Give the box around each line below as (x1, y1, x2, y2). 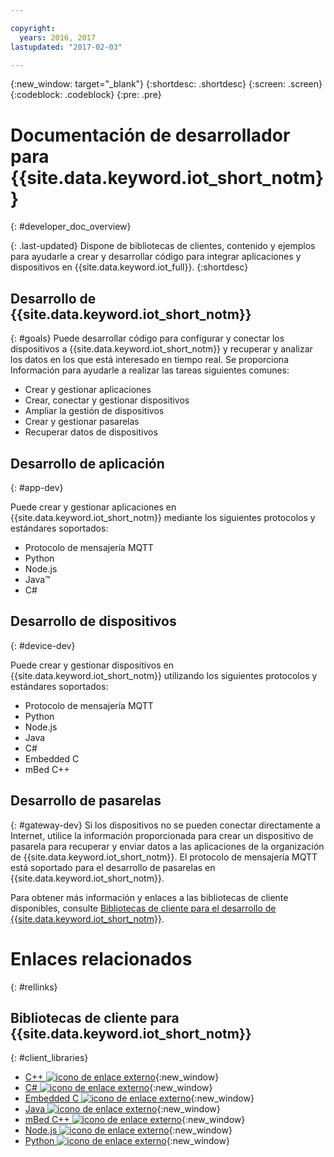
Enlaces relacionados (10, 947, 193, 970)
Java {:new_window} (24, 1103, 221, 1115)
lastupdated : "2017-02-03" (10, 42, 123, 52)
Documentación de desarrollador (10, 124, 291, 146)
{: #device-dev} (10, 639, 76, 651)
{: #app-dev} (10, 481, 64, 493)
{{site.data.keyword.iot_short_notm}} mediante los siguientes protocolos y (10, 511, 316, 523)
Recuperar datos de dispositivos (24, 426, 158, 438)
